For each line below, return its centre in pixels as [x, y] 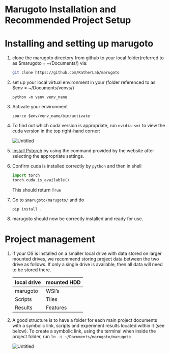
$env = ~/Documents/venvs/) [43, 88]
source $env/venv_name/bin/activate [51, 116]
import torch [26, 175]
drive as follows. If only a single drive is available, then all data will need [87, 264]
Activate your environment [40, 107]
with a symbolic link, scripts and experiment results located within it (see [88, 325]
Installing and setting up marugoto [79, 44]
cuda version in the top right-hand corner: [56, 131]
